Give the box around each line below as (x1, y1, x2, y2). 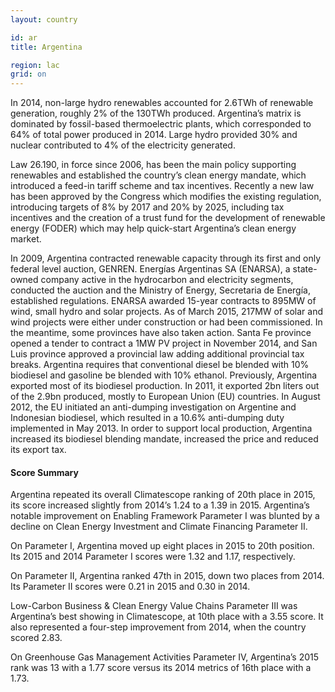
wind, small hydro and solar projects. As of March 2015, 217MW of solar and (10, 306, 323, 318)
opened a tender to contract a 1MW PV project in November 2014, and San (10, 337, 318, 350)
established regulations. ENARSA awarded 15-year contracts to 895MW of (10, 295, 317, 307)
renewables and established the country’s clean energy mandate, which (10, 169, 307, 181)
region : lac (10, 60, 60, 70)
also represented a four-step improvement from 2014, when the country (10, 621, 307, 633)
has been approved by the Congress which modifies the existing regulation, (10, 191, 322, 203)
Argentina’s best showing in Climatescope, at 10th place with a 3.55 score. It (10, 611, 324, 623)
